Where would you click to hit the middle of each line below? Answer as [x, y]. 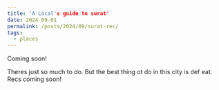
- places [26, 39]
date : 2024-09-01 [32, 20]
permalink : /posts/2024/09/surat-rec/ [63, 26]
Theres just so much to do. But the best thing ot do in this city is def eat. [110, 72]
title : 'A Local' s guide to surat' [58, 13]
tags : [15, 33]
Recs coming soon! [35, 79]
